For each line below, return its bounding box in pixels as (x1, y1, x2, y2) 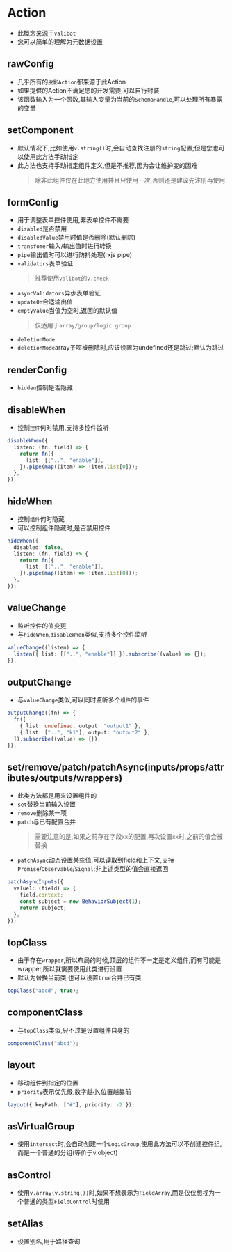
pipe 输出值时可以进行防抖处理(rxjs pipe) (17, 251, 133, 259)
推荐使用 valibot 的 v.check (34, 274, 109, 283)
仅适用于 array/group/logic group (34, 321, 131, 330)
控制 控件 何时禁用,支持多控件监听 (17, 424, 109, 431)
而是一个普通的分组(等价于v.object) (17, 1148, 118, 1157)
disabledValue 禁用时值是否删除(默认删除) (17, 233, 136, 242)
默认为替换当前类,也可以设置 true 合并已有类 (17, 973, 142, 982)
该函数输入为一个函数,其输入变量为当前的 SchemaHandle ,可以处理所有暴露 (17, 95, 223, 103)
